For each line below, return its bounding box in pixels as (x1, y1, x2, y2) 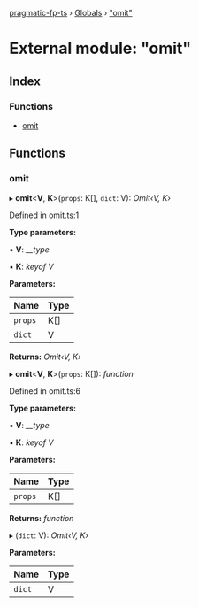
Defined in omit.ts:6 (9, 385, 81, 396)
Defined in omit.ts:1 (9, 210, 80, 220)
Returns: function (9, 512, 74, 523)
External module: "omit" (9, 39, 192, 58)
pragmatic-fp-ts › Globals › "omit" (9, 8, 133, 18)
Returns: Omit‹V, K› (9, 351, 81, 362)
